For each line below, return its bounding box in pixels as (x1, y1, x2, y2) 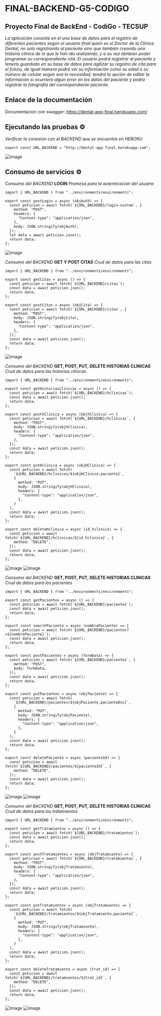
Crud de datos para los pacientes (5, 580, 72, 586)
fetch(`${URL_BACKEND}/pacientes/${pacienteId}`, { (5, 764, 112, 769)
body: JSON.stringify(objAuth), (14, 224, 79, 229)
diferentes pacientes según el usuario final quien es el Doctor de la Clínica (5, 40, 154, 46)
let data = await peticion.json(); (9, 233, 81, 238)
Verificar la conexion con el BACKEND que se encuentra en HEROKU (5, 136, 143, 142)
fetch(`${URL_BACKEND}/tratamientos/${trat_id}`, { (5, 976, 112, 980)
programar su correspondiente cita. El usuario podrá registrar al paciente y (5, 56, 156, 61)
